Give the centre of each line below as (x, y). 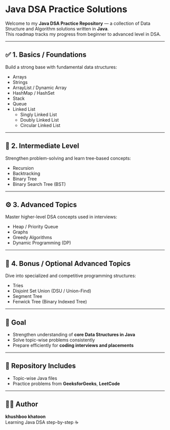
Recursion (23, 168)
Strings (20, 82)
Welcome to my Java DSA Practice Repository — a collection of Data (78, 23)
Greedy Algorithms (32, 238)
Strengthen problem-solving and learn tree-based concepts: (68, 158)
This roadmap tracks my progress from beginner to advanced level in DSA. (83, 34)
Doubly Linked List (39, 120)
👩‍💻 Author (22, 404)
